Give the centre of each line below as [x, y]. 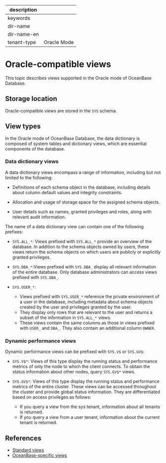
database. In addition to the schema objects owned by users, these [81, 247]
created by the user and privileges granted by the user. [76, 307]
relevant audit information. [39, 217]
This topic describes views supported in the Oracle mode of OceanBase [78, 78]
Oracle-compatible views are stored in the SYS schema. [61, 110]
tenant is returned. [39, 422]
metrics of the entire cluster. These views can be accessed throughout [84, 387]
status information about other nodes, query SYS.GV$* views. [74, 372]
